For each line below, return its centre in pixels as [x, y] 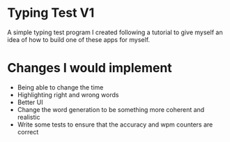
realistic [29, 117]
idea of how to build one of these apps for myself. [79, 39]
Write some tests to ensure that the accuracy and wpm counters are [115, 125]
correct [28, 132]
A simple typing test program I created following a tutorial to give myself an [115, 32]
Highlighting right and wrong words [68, 94]
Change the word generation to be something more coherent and [111, 109]
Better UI [30, 102]
